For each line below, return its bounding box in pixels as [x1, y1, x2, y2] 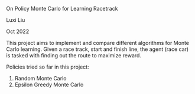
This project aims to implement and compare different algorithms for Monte [6, 40, 190, 46]
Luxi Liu [6, 17, 25, 23]
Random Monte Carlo [14, 75, 67, 82]
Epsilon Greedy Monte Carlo [14, 81, 84, 88]
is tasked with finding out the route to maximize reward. [6, 52, 142, 59]
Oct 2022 [6, 28, 30, 35]
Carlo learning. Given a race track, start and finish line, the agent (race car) [6, 46, 189, 53]
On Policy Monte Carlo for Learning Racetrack [6, 5, 118, 12]
